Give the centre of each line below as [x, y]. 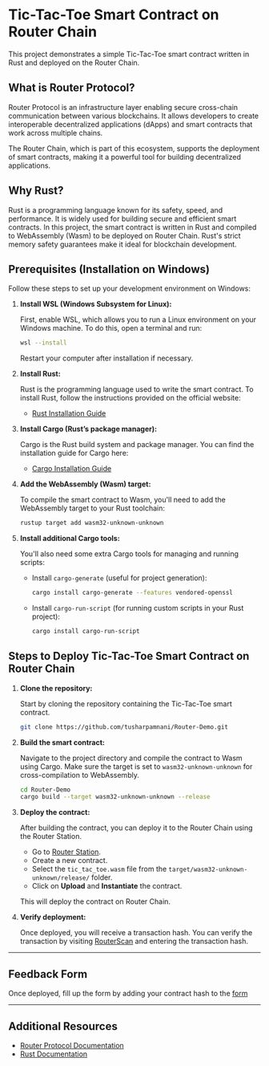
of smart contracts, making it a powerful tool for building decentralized [125, 157]
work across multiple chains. [56, 132]
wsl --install [43, 343]
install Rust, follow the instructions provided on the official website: [130, 398]
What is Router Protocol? [72, 88]
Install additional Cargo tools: [70, 539]
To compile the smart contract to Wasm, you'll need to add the [122, 500]
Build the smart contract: [62, 742]
